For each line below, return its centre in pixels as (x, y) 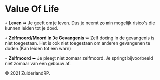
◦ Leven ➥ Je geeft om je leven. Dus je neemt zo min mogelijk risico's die (80, 23)
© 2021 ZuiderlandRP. (28, 73)
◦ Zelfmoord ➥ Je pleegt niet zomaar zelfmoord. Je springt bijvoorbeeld (79, 58)
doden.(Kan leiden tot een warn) (38, 48)
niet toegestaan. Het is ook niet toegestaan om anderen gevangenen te (78, 43)
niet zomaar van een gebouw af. (38, 63)
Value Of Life (32, 9)
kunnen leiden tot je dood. (32, 28)
